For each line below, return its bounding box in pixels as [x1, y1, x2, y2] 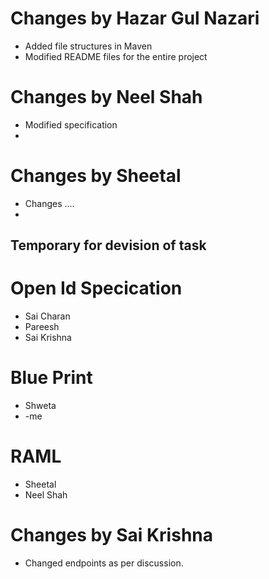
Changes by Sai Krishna [10, 524, 214, 547]
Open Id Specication [10, 277, 183, 300]
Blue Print [10, 367, 93, 389]
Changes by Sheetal [10, 165, 182, 187]
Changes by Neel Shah [10, 86, 203, 109]
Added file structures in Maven [24, 40, 153, 52]
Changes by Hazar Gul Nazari [10, 7, 260, 30]
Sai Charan [24, 310, 71, 322]
